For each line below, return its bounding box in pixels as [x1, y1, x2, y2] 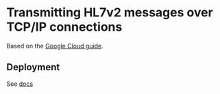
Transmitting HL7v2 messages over [6, 5, 213, 20]
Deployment [6, 61, 60, 73]
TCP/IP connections [6, 19, 123, 35]
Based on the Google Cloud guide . [6, 42, 103, 50]
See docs [6, 80, 34, 88]
